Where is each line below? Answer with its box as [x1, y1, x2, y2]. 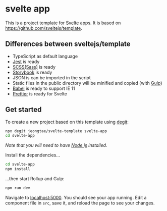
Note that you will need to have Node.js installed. [5, 142, 107, 148]
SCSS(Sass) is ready [12, 64, 56, 70]
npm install [5, 167, 30, 172]
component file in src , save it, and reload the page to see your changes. [5, 200, 155, 206]
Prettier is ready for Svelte [12, 90, 67, 96]
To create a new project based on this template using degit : [5, 119, 129, 125]
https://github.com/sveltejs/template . [5, 25, 82, 31]
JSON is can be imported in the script [12, 74, 91, 81]
